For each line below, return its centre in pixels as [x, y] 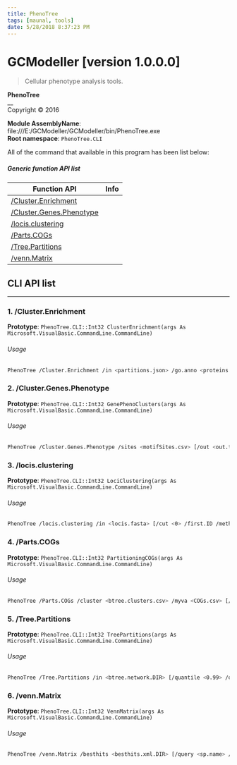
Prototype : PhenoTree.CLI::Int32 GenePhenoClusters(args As [97, 403]
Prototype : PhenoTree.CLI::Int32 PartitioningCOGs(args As [95, 557]
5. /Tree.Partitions [39, 619]
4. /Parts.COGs [34, 542]
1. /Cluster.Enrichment [47, 312]
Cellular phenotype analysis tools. [74, 81]
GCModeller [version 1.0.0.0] [94, 62]
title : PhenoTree [33, 14]
